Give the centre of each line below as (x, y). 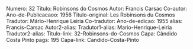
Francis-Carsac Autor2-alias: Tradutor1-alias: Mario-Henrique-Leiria (89, 27)
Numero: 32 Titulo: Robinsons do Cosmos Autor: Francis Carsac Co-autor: (97, 9)
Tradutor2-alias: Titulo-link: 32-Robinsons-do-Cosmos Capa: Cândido (92, 34)
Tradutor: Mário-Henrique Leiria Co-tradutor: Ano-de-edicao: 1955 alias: (94, 21)
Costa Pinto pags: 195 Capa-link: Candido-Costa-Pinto (73, 40)
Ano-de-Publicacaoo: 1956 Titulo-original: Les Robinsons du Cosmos (91, 15)
